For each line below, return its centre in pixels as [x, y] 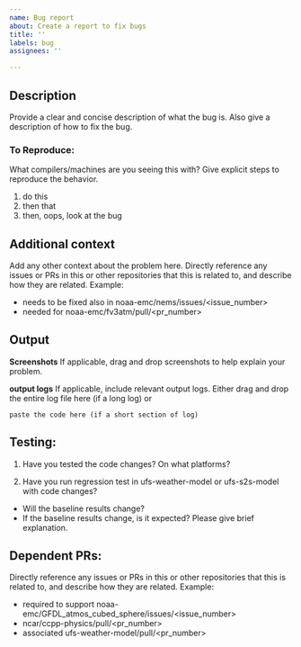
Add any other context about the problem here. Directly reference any [138, 265]
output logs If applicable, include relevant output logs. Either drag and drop [149, 389]
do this [35, 197]
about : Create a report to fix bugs [78, 26]
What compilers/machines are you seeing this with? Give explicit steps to [145, 170]
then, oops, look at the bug [72, 216]
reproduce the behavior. [54, 179]
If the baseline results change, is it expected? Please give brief [138, 517]
